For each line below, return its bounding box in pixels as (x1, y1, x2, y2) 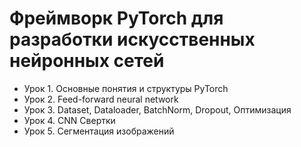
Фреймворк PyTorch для (9, 7, 224, 30)
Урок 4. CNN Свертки (23, 114, 116, 126)
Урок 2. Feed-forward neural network (23, 93, 179, 105)
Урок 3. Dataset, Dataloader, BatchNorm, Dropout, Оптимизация (23, 103, 292, 116)
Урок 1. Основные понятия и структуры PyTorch (23, 82, 229, 94)
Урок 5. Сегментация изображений (23, 125, 175, 137)
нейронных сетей (9, 50, 165, 72)
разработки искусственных (9, 28, 256, 51)
